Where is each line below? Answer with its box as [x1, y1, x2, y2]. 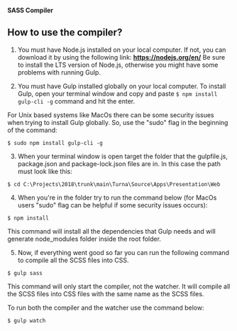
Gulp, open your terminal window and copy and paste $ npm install [17, 89, 218, 98]
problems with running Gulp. [17, 67, 101, 77]
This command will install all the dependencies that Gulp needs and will [7, 227, 216, 235]
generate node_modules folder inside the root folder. [7, 234, 162, 243]
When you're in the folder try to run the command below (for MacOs [17, 193, 217, 202]
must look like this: [17, 167, 72, 175]
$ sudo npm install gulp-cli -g [7, 139, 103, 146]
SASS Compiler [7, 6, 54, 14]
